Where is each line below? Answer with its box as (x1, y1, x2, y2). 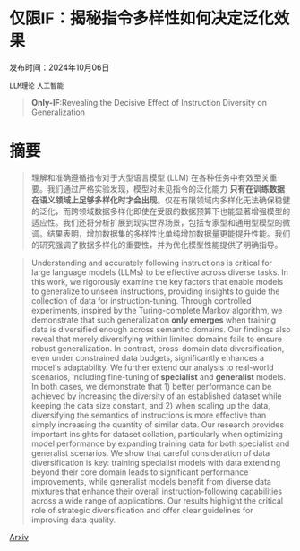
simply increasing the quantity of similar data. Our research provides (30, 418, 285, 430)
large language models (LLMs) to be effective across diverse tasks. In (30, 266, 289, 278)
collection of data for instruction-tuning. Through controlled (30, 295, 253, 306)
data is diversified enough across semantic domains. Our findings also (30, 323, 291, 334)
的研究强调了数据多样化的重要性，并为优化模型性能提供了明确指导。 (30, 239, 283, 250)
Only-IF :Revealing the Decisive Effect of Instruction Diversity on (30, 97, 267, 108)
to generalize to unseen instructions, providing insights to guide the (30, 286, 280, 297)
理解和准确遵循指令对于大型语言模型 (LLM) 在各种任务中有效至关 (30, 172, 270, 183)
